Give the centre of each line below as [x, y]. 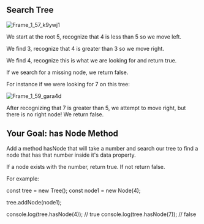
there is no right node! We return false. [55, 114]
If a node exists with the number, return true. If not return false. [86, 166]
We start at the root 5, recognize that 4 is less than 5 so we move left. [94, 37]
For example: [23, 178]
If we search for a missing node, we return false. [67, 72]
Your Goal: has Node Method [62, 134]
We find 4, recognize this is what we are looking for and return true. [92, 60]
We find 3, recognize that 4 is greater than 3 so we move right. [85, 48]
